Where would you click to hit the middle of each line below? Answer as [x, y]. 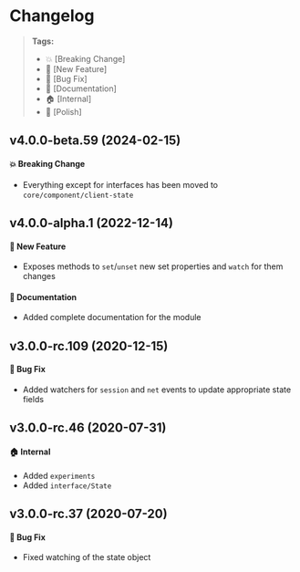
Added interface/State [67, 485]
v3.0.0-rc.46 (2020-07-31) [88, 428]
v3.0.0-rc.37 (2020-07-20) [88, 513]
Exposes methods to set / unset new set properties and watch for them [153, 266]
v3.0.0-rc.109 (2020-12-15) [89, 346]
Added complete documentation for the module [112, 317]
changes [39, 276]
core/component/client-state [78, 195]
